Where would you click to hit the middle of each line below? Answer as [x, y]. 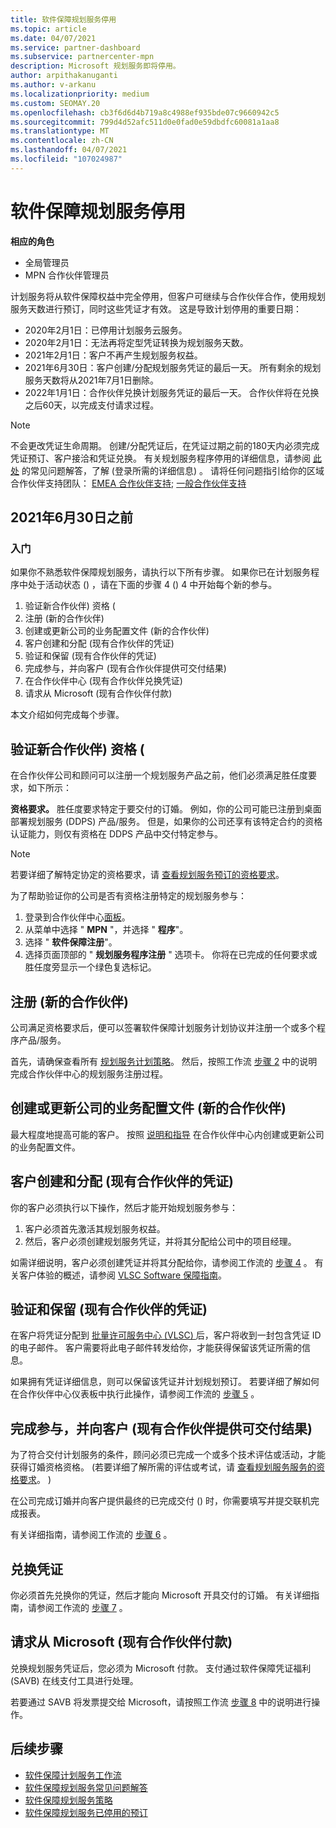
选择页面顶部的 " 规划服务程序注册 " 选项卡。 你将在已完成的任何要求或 [171, 955]
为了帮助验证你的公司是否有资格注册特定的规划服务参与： [128, 896]
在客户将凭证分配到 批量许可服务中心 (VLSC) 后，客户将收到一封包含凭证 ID [166, 1335]
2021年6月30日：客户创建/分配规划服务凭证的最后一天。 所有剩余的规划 [173, 367]
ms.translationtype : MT [60, 131]
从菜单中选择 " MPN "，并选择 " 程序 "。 [106, 930]
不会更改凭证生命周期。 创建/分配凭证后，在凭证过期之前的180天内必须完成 [165, 445]
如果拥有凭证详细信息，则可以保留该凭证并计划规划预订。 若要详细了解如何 [165, 1382]
